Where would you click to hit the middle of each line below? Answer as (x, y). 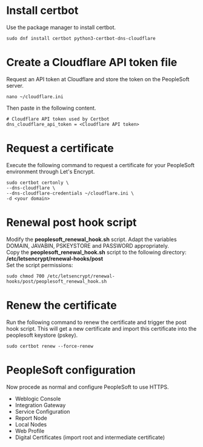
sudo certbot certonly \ (38, 182)
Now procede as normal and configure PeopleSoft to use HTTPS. (88, 387)
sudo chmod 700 (25, 276)
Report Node (31, 418)
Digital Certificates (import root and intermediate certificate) (90, 437)
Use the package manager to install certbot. (61, 27)
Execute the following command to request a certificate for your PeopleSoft (101, 165)
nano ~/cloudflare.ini (35, 97)
